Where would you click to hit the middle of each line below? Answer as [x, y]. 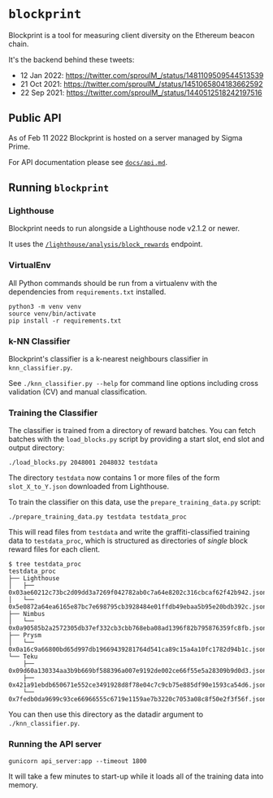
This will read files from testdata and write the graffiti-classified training [129, 532]
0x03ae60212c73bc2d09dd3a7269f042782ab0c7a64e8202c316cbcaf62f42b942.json [138, 593]
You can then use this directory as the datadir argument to [106, 714]
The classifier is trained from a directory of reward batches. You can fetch [132, 431]
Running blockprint [59, 188]
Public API [35, 118]
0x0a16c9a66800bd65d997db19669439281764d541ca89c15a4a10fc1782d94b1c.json [138, 650]
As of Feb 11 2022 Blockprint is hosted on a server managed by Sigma [126, 137]
